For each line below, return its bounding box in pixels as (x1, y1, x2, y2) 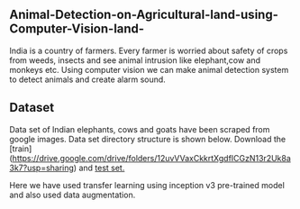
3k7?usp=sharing (9, 162, 75, 173)
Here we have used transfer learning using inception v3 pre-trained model (9, 179, 286, 190)
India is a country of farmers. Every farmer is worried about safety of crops (9, 45, 288, 56)
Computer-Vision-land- (9, 22, 145, 37)
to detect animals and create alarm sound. (9, 74, 167, 85)
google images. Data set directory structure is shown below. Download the (9, 133, 286, 144)
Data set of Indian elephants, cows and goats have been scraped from (9, 123, 270, 134)
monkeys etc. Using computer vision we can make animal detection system (9, 64, 289, 75)
